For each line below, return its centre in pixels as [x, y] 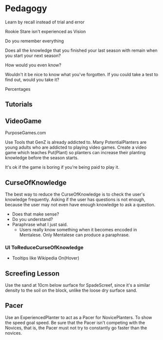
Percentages [18, 89]
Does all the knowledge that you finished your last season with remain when [81, 50]
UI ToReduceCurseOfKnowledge [44, 247]
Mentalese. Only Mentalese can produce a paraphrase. [74, 235]
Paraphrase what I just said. [40, 224]
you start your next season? [33, 55]
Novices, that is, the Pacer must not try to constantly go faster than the [76, 328]
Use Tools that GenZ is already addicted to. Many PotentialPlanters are [76, 142]
